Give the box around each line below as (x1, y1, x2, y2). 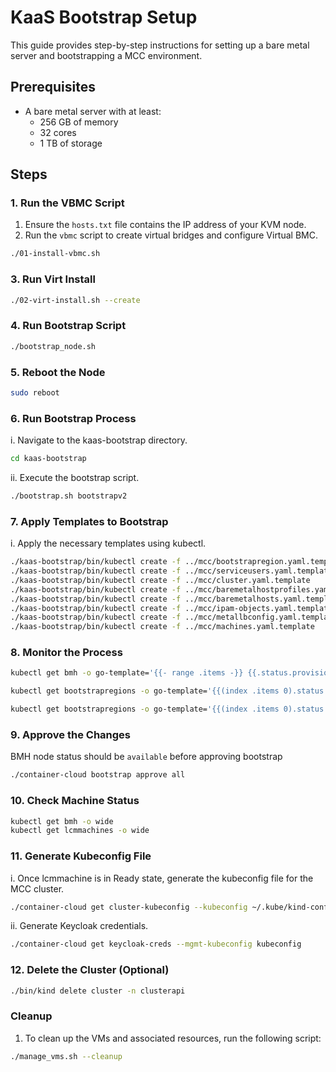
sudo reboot (10, 387, 60, 398)
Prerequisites (10, 79, 96, 96)
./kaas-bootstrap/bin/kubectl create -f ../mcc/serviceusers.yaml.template (10, 566, 333, 576)
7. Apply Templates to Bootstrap (10, 514, 169, 528)
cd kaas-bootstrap (10, 454, 87, 464)
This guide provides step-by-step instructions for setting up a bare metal (10, 39, 310, 51)
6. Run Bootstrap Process (10, 411, 137, 425)
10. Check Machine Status (10, 794, 140, 808)
